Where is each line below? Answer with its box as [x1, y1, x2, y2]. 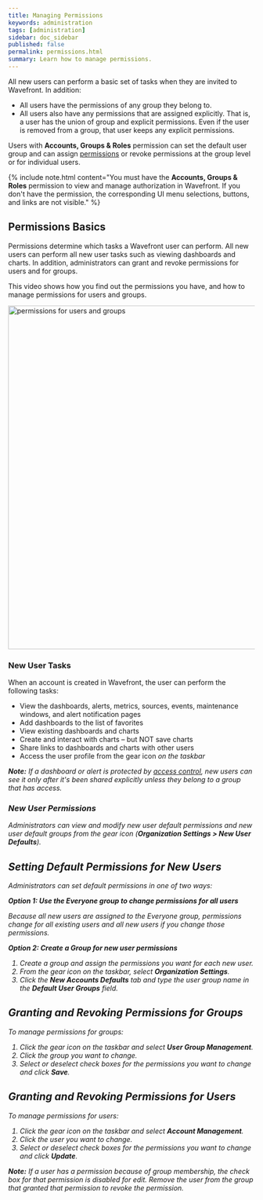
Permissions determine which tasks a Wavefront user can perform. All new [8, 241, 249, 251]
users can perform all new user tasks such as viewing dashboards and [8, 249, 236, 259]
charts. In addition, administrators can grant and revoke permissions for [8, 258, 239, 267]
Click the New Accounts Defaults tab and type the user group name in [19, 975, 249, 985]
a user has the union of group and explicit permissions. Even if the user [19, 117, 250, 126]
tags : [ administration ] [8, 26, 86, 34]
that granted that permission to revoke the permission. [8, 1183, 184, 1192]
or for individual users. [8, 157, 81, 166]
